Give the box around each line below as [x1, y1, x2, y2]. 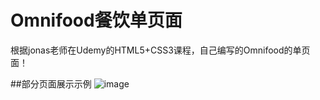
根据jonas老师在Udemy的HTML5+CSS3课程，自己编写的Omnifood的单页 [10, 44, 311, 56]
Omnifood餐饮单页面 [10, 9, 183, 32]
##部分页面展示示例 [10, 77, 92, 90]
